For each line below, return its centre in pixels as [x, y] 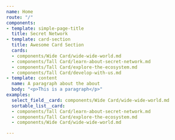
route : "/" [20, 17]
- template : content [32, 78]
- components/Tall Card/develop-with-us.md [66, 73]
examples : [19, 95]
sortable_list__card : [39, 106]
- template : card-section [38, 39]
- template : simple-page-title [45, 28]
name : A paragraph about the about [56, 84]
